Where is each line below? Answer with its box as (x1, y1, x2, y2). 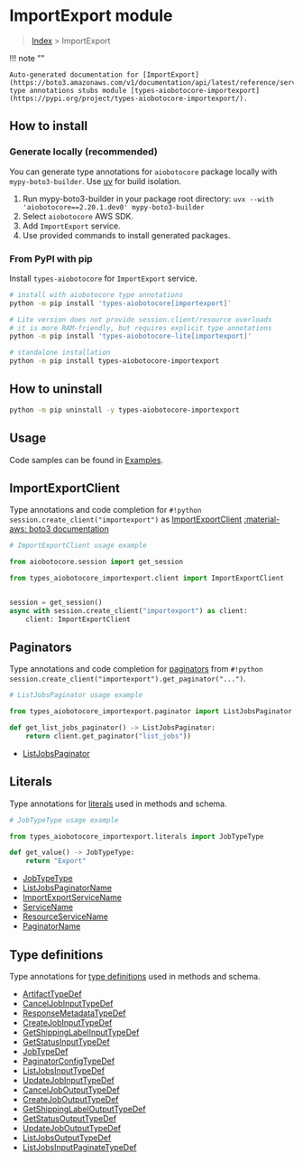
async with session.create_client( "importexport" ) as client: (9, 606, 248, 615)
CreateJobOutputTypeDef (22, 1094, 119, 1105)
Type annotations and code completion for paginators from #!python (9, 664, 263, 674)
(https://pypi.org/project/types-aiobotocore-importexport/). (9, 94, 248, 103)
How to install (9, 118, 88, 134)
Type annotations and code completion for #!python (9, 505, 202, 516)
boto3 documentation (28, 524, 110, 535)
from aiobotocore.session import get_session (9, 557, 183, 567)
